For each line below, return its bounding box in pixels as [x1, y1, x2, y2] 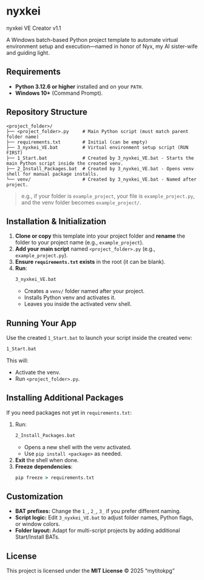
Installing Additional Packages [6, 393, 124, 403]
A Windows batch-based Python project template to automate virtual [6, 36, 178, 43]
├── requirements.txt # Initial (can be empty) [6, 139, 148, 145]
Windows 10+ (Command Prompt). [15, 89, 103, 97]
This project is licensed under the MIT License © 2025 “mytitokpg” [6, 567, 175, 575]
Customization [6, 491, 64, 502]
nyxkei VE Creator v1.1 [6, 24, 61, 32]
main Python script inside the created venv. [6, 160, 123, 167]
